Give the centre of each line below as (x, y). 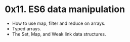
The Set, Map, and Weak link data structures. (59, 34)
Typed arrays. (27, 28)
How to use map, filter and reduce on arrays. (59, 23)
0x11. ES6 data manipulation (65, 9)
